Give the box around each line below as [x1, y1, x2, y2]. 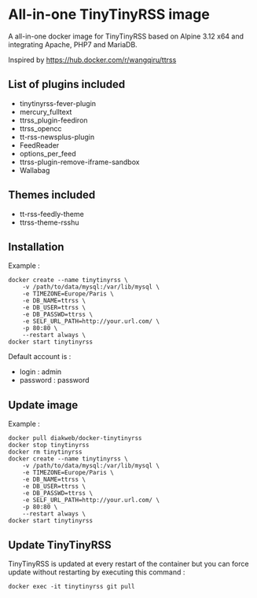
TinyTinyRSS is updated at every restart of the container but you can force [8, 559, 249, 568]
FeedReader [19, 140, 60, 150]
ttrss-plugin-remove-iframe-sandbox [19, 157, 140, 167]
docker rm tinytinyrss [8, 448, 83, 457]
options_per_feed [19, 149, 76, 158]
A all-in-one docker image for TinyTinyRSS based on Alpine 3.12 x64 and [8, 31, 244, 41]
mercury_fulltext [19, 107, 72, 116]
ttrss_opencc [19, 123, 62, 133]
